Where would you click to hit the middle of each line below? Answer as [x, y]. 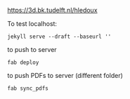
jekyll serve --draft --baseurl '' [59, 37]
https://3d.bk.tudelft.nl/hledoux [52, 10]
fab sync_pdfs [28, 88]
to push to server [32, 49]
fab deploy [23, 62]
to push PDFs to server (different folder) [65, 75]
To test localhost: [32, 24]
